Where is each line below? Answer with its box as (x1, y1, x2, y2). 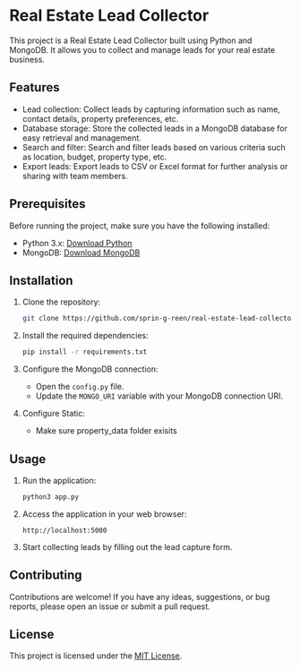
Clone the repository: (21, 296, 101, 307)
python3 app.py (21, 492, 80, 502)
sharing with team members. (21, 170, 128, 181)
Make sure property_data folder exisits (35, 425, 177, 436)
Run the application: (21, 475, 97, 485)
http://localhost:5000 (21, 526, 107, 535)
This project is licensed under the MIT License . (9, 650, 183, 661)
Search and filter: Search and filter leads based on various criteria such (21, 142, 286, 152)
